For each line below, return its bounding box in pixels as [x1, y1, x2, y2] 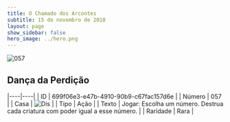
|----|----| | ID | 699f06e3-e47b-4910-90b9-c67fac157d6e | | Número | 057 [7, 92, 222, 100]
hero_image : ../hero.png [7, 36, 78, 42]
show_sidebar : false [7, 29, 67, 36]
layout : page [7, 23, 45, 29]
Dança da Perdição [7, 74, 90, 86]
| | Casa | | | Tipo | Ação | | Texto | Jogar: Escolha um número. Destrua [7, 99, 224, 108]
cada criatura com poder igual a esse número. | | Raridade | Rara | [7, 107, 194, 115]
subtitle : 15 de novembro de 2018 [7, 16, 106, 23]
